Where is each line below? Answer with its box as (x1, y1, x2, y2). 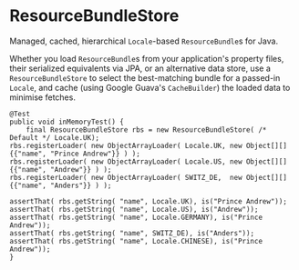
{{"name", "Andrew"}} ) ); (9, 165, 112, 174)
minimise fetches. (9, 92, 76, 103)
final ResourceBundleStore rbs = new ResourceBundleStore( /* (26, 125, 267, 135)
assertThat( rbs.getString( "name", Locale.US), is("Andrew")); (9, 205, 259, 214)
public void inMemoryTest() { (9, 117, 125, 126)
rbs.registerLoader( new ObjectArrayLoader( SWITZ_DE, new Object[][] (9, 173, 287, 182)
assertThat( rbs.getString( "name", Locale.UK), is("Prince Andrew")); (9, 196, 287, 205)
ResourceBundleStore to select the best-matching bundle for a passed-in (9, 72, 281, 83)
